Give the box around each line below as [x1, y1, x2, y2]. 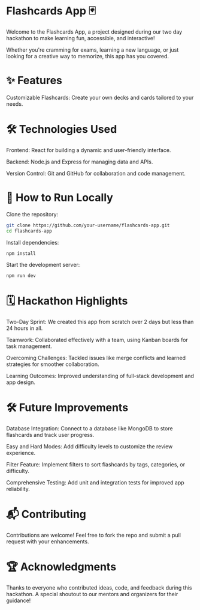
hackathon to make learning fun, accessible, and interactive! [6, 34, 155, 41]
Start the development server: [6, 261, 80, 269]
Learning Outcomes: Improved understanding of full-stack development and [6, 373, 195, 380]
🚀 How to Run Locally [6, 191, 114, 204]
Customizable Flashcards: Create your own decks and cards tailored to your [6, 94, 194, 101]
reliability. [6, 486, 30, 493]
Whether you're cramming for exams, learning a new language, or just [6, 46, 179, 53]
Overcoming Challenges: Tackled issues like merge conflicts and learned [6, 355, 186, 362]
